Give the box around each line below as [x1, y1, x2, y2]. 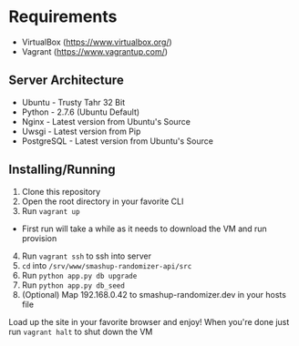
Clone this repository [21, 186, 101, 197]
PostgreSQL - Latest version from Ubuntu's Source [21, 135, 213, 147]
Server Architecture [8, 73, 124, 88]
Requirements [8, 6, 118, 27]
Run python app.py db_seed [21, 280, 125, 290]
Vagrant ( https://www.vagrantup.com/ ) [21, 46, 169, 56]
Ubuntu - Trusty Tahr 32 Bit [21, 97, 125, 107]
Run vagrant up [21, 205, 80, 216]
